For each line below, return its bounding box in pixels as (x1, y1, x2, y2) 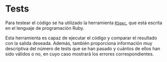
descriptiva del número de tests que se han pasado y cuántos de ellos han (5, 45, 160, 51)
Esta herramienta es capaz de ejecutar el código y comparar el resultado (5, 35, 157, 41)
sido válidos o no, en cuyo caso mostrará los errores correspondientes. (5, 51, 154, 57)
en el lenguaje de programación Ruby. (5, 25, 85, 31)
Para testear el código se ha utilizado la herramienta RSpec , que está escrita (5, 20, 162, 26)
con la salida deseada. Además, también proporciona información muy (5, 40, 153, 46)
